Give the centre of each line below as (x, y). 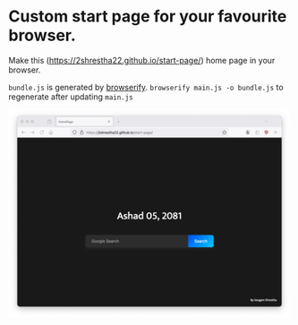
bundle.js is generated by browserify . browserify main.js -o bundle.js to (146, 87)
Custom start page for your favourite (148, 17)
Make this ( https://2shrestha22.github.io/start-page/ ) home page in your (142, 60)
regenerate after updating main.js (71, 97)
